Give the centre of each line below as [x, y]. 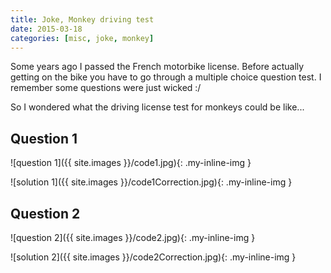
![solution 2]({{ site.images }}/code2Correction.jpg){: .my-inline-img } [153, 257]
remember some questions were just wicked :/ [106, 88]
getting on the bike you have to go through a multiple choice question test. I [166, 77]
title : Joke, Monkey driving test [82, 19]
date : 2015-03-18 [46, 29]
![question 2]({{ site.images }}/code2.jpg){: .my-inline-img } [133, 237]
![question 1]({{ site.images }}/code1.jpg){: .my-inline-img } [131, 163]
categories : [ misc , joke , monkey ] [82, 38]
